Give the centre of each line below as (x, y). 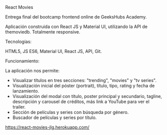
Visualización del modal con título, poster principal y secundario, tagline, (87, 96)
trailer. (19, 107)
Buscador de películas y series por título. (54, 117)
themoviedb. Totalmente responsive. (43, 32)
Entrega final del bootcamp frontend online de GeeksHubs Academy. (76, 17)
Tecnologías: (18, 41)
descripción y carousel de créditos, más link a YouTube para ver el (81, 101)
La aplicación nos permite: (32, 70)
